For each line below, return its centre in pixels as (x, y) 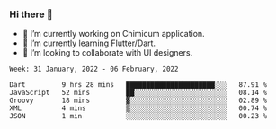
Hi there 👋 (31, 14)
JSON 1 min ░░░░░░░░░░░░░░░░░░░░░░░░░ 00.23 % (138, 116)
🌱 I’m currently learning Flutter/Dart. (89, 43)
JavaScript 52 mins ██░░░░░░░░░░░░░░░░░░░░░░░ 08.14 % (138, 93)
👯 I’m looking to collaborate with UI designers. (107, 53)
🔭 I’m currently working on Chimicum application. (113, 34)
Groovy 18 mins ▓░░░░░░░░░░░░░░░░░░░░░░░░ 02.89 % (138, 101)
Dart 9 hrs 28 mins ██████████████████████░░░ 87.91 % (138, 85)
